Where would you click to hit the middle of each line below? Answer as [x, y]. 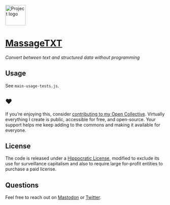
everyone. [16, 130]
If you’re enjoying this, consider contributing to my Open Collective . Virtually [85, 114]
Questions [22, 185]
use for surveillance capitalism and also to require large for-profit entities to [84, 164]
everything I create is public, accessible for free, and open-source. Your [80, 119]
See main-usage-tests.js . [32, 85]
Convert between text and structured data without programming [73, 57]
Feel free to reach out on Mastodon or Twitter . [53, 197]
